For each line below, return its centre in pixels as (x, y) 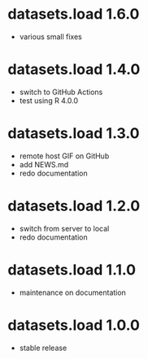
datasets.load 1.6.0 (74, 14)
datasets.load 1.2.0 (74, 206)
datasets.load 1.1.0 (72, 270)
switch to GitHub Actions (61, 92)
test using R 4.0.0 (49, 100)
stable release (43, 348)
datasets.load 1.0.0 (74, 325)
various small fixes (50, 37)
